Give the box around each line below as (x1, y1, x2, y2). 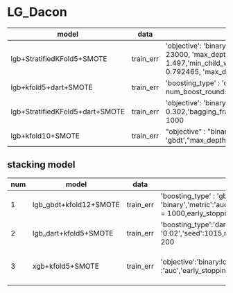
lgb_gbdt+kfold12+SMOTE (32, 199, 120, 209)
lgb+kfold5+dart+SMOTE (10, 82, 94, 92)
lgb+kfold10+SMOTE (10, 131, 80, 141)
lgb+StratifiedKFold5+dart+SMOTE (10, 107, 126, 116)
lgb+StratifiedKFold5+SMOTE (10, 53, 107, 63)
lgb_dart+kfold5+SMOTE (32, 228, 114, 238)
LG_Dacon (7, 4, 67, 20)
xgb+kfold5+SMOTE (32, 261, 99, 271)
